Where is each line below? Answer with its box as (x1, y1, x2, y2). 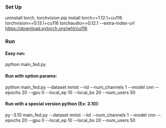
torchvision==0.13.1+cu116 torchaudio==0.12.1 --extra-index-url (5, 20, 135, 26)
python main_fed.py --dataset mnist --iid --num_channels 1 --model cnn (5, 84, 154, 90)
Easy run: (5, 50, 26, 56)
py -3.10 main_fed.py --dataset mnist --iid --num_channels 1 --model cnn (5, 111, 156, 118)
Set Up (5, 3, 22, 10)
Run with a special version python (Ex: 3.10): (5, 101, 99, 107)
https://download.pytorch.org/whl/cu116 (5, 25, 87, 31)
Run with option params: (5, 73, 57, 79)
